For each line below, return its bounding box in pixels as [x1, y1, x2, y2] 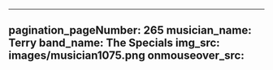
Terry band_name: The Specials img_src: [8, 36, 221, 50]
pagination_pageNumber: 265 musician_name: [8, 23, 252, 37]
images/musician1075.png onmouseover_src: [8, 49, 245, 63]
